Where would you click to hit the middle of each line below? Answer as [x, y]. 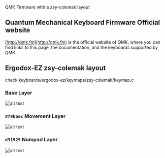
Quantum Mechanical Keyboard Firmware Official [82, 22]
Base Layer [19, 93]
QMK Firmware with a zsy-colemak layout [48, 7]
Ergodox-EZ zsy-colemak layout [55, 68]
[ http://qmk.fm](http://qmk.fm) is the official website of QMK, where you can [83, 42]
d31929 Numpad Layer [32, 140]
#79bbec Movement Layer [35, 116]
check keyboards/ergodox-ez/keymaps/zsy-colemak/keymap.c [69, 80]
